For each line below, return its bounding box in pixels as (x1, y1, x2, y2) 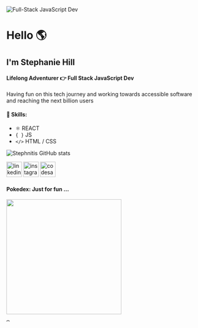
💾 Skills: (6, 111, 28, 118)
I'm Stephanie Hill (6, 57, 75, 67)
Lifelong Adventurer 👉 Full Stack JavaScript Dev (6, 74, 134, 82)
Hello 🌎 (6, 28, 47, 42)
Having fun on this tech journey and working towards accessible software (6, 90, 192, 97)
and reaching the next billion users (6, 97, 94, 104)
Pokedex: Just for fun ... (6, 185, 69, 193)
